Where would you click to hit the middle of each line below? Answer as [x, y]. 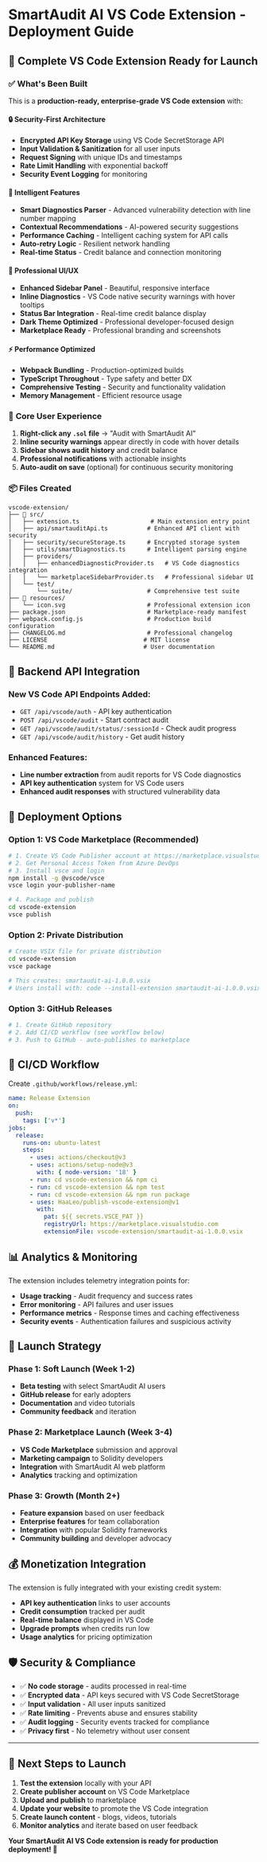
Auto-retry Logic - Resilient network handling [95, 244]
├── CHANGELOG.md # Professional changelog [120, 633]
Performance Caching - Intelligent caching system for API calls [124, 236]
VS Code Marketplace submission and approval [99, 1450]
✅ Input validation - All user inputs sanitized [93, 1704]
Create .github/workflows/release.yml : [73, 1083]
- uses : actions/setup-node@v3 [81, 1165]
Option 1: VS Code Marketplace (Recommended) [104, 839]
